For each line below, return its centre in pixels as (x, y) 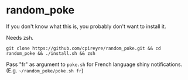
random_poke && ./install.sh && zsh (51, 53)
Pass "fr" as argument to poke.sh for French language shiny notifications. (94, 64)
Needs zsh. (20, 37)
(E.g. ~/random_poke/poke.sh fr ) (45, 70)
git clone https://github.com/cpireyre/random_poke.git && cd (83, 48)
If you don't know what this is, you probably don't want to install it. (86, 26)
